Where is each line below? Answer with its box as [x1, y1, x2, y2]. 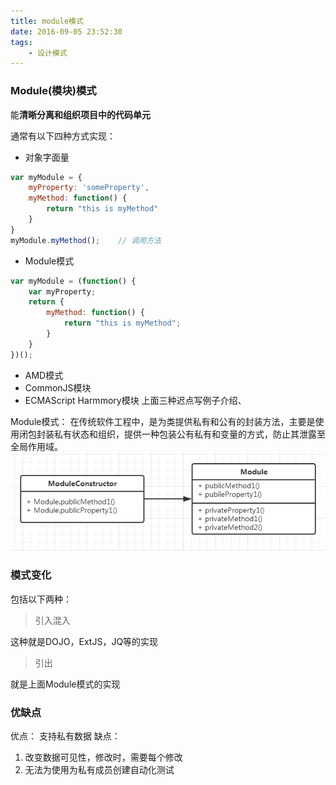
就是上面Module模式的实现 [10, 678, 121, 690]
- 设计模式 [28, 48, 68, 58]
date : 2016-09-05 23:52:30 [10, 26, 123, 37]
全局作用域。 [10, 440, 63, 452]
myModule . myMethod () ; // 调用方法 [10, 235, 162, 245]
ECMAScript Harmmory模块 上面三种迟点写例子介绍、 [24, 394, 247, 406]
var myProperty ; [28, 286, 97, 297]
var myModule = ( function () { [10, 276, 137, 286]
